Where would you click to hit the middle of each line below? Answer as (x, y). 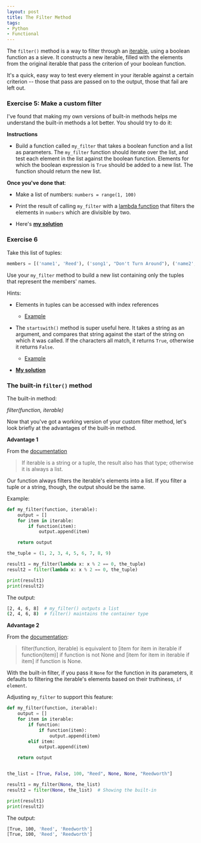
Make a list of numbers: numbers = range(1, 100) (76, 194)
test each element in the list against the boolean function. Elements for (102, 158)
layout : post (23, 12)
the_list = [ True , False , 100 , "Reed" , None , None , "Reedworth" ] (89, 774)
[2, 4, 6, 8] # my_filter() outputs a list (63, 608)
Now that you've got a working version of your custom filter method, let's (97, 421)
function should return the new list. (58, 172)
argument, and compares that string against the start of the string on (100, 334)
